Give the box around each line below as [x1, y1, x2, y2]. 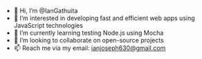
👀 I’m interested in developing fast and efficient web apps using [13, 14, 195, 22]
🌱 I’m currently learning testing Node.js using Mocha [13, 28, 164, 37]
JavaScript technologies [13, 22, 83, 29]
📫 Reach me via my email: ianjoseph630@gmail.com [13, 44, 166, 52]
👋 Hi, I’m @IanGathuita [13, 7, 78, 15]
